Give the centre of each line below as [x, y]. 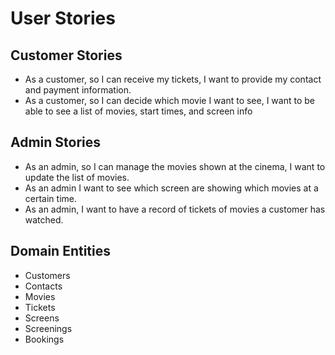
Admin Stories [56, 142]
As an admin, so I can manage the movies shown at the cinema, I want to [175, 166]
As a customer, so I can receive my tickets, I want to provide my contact [173, 79]
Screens [42, 318]
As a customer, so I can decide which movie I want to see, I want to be [169, 100]
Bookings [44, 339]
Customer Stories [66, 55]
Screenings [48, 328]
